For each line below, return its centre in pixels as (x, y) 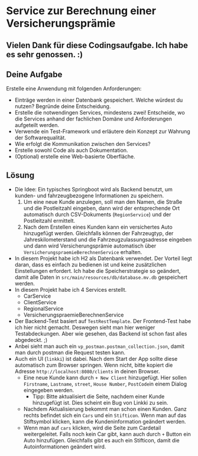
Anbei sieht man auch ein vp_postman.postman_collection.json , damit (100, 346)
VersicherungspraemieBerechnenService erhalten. (83, 252)
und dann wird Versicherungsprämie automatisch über (90, 246)
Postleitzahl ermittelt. (49, 221)
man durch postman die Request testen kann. (70, 353)
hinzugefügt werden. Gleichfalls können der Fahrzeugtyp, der (98, 233)
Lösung (20, 175)
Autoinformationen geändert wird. (65, 447)
